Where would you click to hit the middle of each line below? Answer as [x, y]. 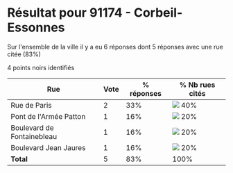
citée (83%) [24, 54]
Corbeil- [158, 13]
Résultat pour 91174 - [69, 13]
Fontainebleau [34, 136]
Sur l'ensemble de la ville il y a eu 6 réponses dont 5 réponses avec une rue [115, 47]
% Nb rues [197, 85]
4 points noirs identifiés [41, 67]
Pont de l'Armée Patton [48, 116]
